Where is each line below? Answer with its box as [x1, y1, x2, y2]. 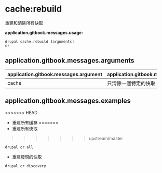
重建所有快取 [12, 126, 38, 131]
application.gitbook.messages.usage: [5, 30, 83, 35]
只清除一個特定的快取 [107, 80, 156, 87]
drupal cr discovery [5, 163, 47, 168]
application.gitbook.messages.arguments [5, 57, 135, 65]
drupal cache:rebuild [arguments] [5, 39, 75, 44]
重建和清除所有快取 [5, 20, 43, 26]
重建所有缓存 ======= [12, 120, 59, 126]
